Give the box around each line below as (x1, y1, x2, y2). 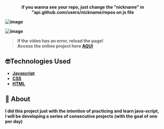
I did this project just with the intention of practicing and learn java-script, (5, 108, 159, 114)
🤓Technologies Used (5, 57, 71, 66)
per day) (5, 118, 23, 124)
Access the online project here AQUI (17, 43, 94, 49)
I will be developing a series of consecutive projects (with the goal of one (5, 113, 158, 119)
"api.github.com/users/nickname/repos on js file (31, 9, 134, 15)
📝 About (5, 95, 31, 103)
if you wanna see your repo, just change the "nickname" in (21, 4, 144, 10)
